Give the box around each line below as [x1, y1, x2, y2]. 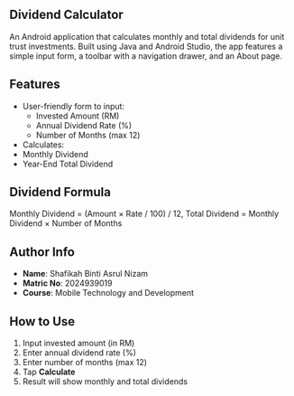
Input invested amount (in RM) [22, 338, 135, 349]
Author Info [9, 244, 75, 259]
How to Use [9, 314, 76, 329]
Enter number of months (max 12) [22, 357, 147, 368]
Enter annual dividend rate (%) [22, 347, 137, 358]
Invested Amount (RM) [35, 110, 120, 121]
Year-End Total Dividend [22, 158, 114, 169]
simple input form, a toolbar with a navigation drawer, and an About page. [9, 50, 282, 61]
